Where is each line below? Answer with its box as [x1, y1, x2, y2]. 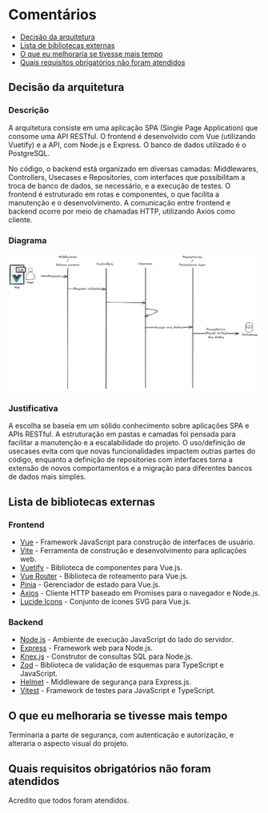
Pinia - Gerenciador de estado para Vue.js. [19, 580, 161, 589]
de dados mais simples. [8, 472, 86, 481]
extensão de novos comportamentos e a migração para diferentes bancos [8, 464, 253, 473]
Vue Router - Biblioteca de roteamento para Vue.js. [19, 572, 189, 581]
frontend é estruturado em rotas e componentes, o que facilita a [8, 189, 220, 199]
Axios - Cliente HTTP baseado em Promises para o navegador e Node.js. [19, 588, 261, 598]
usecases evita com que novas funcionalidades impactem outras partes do [8, 446, 256, 456]
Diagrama [8, 234, 47, 245]
